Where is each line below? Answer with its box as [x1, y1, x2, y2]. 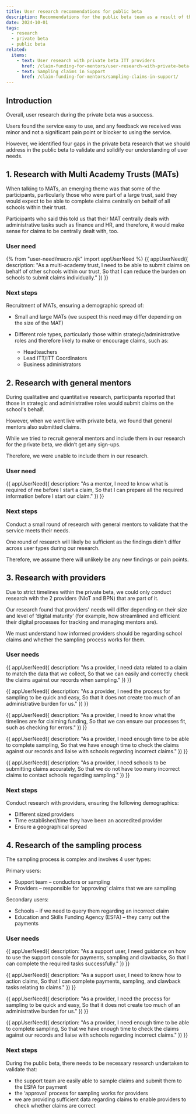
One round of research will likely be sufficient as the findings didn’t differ [6, 538, 181, 545]
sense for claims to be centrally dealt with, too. [6, 227, 118, 234]
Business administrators [23, 361, 82, 368]
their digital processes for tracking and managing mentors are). [6, 618, 158, 626]
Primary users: [6, 867, 41, 874]
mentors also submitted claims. [6, 423, 82, 430]
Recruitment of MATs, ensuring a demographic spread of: [6, 302, 144, 309]
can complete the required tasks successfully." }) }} [6, 960, 130, 967]
